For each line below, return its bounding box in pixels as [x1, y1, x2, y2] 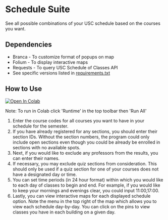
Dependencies [5, 40, 52, 49]
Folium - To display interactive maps [12, 59, 88, 65]
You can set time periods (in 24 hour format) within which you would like [12, 177, 163, 183]
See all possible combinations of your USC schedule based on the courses [5, 20, 160, 26]
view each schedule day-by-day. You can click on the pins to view [12, 203, 150, 209]
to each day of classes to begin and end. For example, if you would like [12, 182, 160, 188]
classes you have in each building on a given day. [12, 209, 116, 215]
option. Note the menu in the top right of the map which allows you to [12, 198, 157, 204]
